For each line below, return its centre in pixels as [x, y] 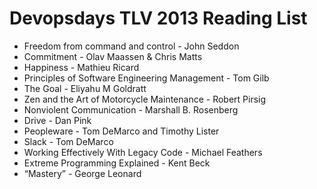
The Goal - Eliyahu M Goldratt [85, 88]
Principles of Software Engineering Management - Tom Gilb [146, 78]
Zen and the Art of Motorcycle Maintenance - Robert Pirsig [145, 99]
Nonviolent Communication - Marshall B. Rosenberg [131, 109]
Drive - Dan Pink [57, 120]
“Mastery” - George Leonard [82, 173]
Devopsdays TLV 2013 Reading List [158, 18]
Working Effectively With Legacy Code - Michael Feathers [143, 152]
